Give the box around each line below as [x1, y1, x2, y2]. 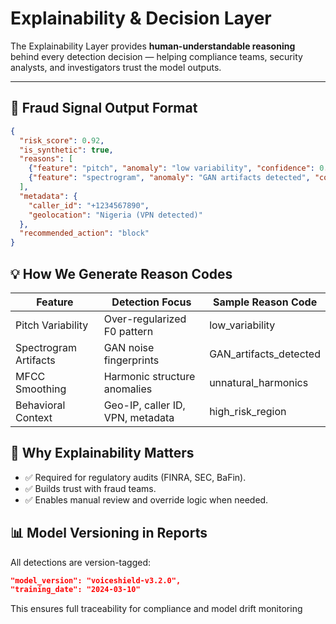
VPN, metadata [103, 410, 175, 424]
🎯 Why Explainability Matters [10, 445, 195, 462]
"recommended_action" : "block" [19, 228, 150, 239]
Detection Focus [111, 295, 192, 309]
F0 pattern [103, 324, 154, 338]
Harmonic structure [103, 369, 196, 383]
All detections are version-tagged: [10, 556, 152, 568]
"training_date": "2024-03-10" [10, 585, 141, 595]
